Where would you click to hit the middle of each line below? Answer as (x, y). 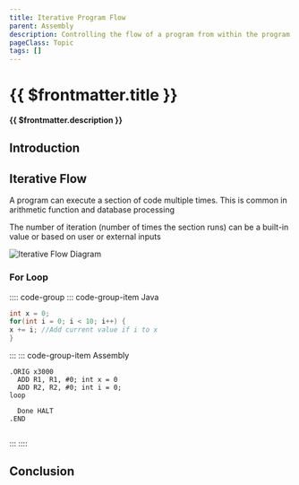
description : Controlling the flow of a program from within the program (150, 34)
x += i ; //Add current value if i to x (84, 330)
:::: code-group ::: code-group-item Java (84, 297)
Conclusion (42, 472)
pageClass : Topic (42, 43)
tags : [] (26, 51)
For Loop (29, 277)
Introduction (45, 148)
